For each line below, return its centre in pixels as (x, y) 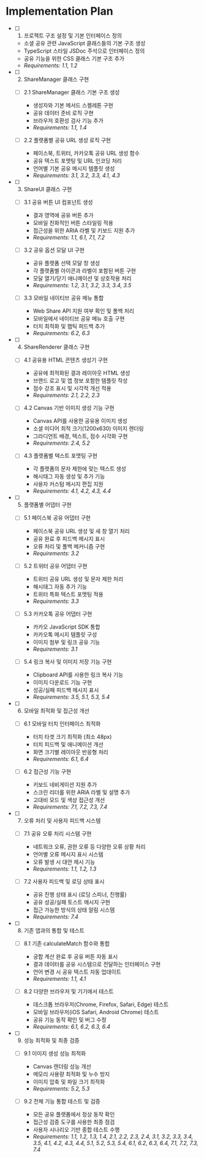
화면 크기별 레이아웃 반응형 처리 (70, 752)
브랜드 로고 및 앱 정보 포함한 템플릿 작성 (80, 380)
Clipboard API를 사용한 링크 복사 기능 (78, 675)
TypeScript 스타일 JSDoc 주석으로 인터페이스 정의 (84, 51)
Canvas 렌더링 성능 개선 (62, 1067)
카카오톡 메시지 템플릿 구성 (65, 634)
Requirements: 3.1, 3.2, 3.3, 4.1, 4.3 (76, 175)
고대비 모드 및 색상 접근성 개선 (69, 800)
